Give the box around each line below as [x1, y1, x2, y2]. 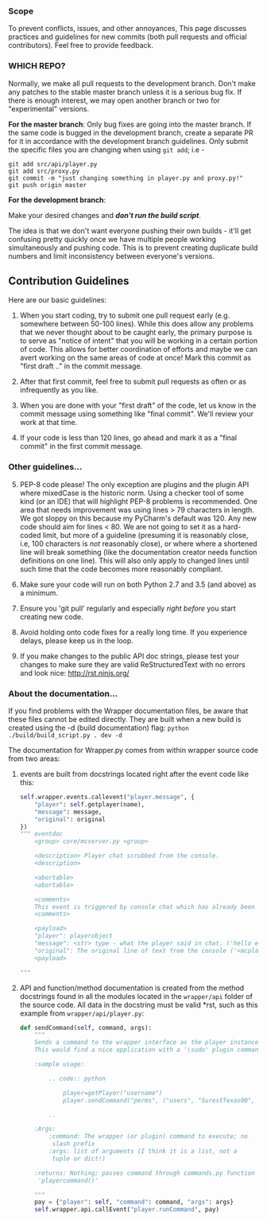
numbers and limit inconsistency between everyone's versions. [8, 251, 215, 260]
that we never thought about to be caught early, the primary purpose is [19, 328, 253, 337]
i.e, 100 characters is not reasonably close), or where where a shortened [19, 539, 257, 548]
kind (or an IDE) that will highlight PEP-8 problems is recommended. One [19, 496, 258, 506]
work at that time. [19, 418, 78, 427]
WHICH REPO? [8, 60, 66, 72]
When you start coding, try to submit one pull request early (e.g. [19, 310, 230, 320]
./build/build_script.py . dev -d [8, 731, 123, 739]
